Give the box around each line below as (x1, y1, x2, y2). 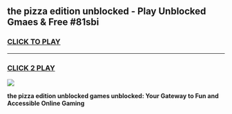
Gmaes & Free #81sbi (7, 17, 99, 28)
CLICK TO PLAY (7, 37, 61, 47)
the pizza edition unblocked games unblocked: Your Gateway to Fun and (7, 91, 219, 99)
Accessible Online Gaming (7, 99, 85, 107)
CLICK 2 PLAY (7, 63, 55, 73)
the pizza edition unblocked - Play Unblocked (7, 6, 206, 17)
